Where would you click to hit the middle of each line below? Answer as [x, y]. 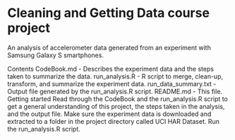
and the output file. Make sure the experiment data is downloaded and [109, 114]
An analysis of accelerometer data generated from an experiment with [109, 47]
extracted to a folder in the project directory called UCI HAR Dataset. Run [114, 121]
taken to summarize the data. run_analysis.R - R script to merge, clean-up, [115, 76]
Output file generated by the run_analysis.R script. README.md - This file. [115, 91]
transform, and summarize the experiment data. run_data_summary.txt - [112, 83]
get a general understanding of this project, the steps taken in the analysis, [116, 106]
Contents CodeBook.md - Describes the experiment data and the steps [110, 69]
